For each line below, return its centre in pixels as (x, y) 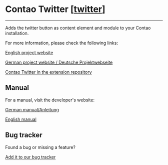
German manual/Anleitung (32, 109)
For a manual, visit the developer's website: (50, 100)
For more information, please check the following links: (62, 43)
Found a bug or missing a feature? (40, 147)
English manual (21, 119)
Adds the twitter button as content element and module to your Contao (78, 28)
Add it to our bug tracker (30, 157)
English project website (29, 52)
